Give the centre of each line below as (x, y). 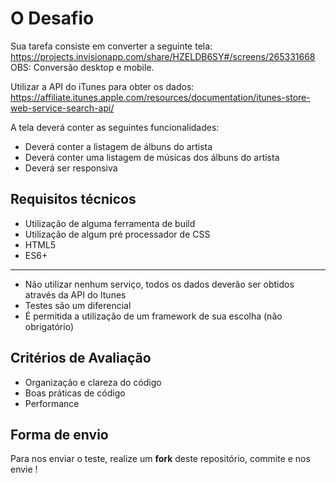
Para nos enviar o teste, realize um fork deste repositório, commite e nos (160, 459)
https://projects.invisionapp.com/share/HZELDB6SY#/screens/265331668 (163, 56)
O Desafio (52, 18)
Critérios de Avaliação (81, 358)
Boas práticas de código (75, 393)
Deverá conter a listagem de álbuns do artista (118, 146)
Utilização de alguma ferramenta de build (110, 223)
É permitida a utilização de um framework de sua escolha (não (153, 316)
